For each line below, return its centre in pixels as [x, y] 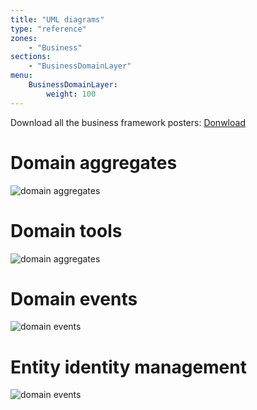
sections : [31, 57]
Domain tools [66, 230]
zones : [24, 38]
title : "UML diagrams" [57, 19]
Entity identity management [128, 367]
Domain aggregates [94, 162]
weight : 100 [71, 94]
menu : [21, 76]
